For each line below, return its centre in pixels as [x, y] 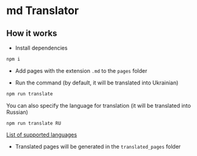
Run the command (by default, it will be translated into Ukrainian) [97, 83]
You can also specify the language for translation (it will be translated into [99, 105]
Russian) [17, 112]
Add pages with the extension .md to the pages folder [81, 70]
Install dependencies [41, 48]
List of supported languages [42, 135]
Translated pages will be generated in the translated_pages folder [98, 146]
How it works [32, 33]
